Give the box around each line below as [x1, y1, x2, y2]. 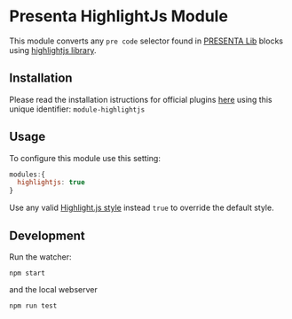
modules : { [9, 170, 46, 179]
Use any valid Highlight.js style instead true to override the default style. [9, 202, 274, 214]
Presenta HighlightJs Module [9, 6, 229, 27]
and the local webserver [9, 284, 98, 294]
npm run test [9, 301, 58, 310]
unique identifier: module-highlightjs [9, 104, 146, 114]
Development [9, 228, 86, 243]
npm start [9, 268, 46, 277]
